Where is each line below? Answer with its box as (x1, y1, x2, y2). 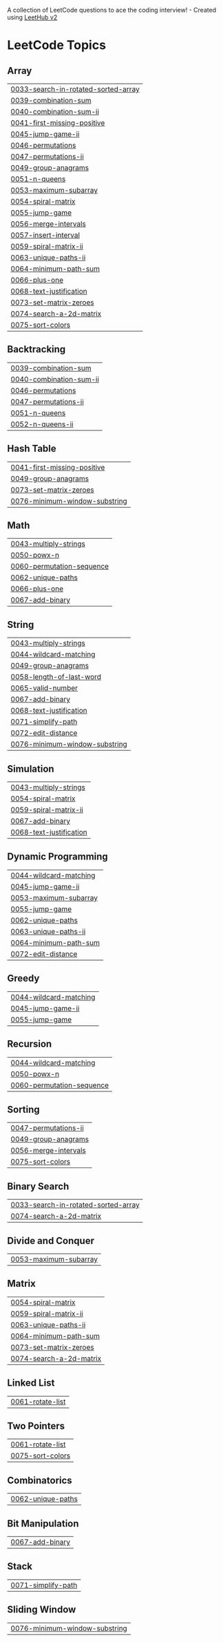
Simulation (7, 763, 54, 774)
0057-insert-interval (10, 231, 81, 240)
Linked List (7, 1377, 55, 1389)
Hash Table (7, 443, 56, 455)
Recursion (7, 1038, 52, 1050)
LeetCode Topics (7, 37, 107, 53)
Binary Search (7, 1181, 70, 1192)
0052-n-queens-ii (10, 419, 74, 429)
